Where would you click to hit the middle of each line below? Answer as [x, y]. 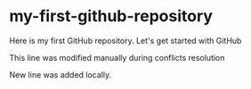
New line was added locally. [61, 74]
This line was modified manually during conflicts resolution [117, 57]
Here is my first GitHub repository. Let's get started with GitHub [125, 41]
